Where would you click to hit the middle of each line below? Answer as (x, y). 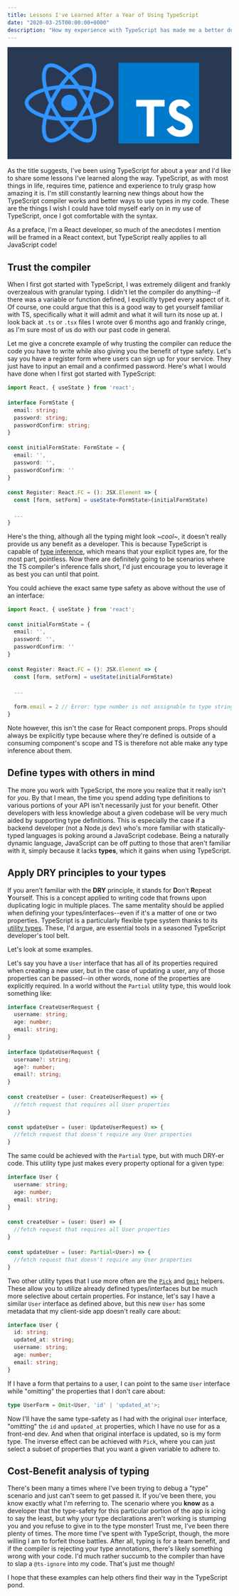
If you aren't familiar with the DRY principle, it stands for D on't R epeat (110, 890)
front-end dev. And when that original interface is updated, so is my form (114, 1434)
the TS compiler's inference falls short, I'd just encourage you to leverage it (118, 566)
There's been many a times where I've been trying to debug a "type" (108, 1488)
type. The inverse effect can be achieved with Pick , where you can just (111, 1441)
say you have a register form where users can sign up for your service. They (119, 358)
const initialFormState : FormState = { (67, 448)
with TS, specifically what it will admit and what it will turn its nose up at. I (115, 315)
